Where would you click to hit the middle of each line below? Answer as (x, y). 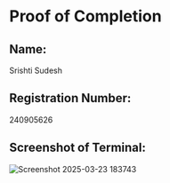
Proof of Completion (85, 16)
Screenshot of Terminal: (78, 148)
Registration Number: (70, 98)
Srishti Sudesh (36, 70)
